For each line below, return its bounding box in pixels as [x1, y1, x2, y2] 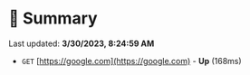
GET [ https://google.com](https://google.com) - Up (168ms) [21, 55, 242, 66]
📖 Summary [8, 8, 98, 29]
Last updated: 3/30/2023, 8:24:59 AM [8, 38, 155, 49]
